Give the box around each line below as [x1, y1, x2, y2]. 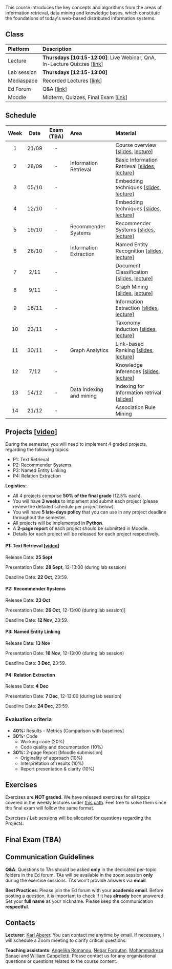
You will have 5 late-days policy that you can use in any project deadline [12, 509, 166, 515]
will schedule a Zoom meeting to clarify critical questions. [5, 937, 127, 943]
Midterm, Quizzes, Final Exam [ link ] [42, 93, 128, 101]
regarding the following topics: [5, 446, 70, 453]
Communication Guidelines [5, 853, 94, 861]
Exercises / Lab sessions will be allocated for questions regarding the [5, 815, 152, 821]
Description [42, 45, 72, 52]
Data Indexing [70, 386, 103, 393]
